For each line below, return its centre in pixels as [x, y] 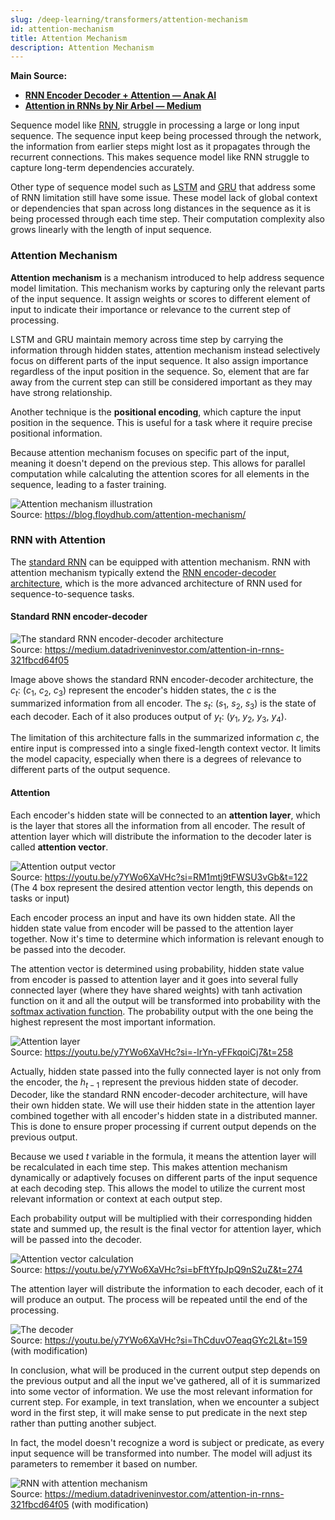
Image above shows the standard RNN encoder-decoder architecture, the [162, 680]
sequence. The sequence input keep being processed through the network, [166, 136]
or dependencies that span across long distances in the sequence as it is [161, 208]
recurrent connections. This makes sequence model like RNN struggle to [160, 157]
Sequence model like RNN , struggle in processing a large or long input [155, 125]
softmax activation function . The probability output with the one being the [162, 1011]
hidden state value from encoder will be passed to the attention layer [152, 928]
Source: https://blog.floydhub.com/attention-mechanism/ [128, 514]
